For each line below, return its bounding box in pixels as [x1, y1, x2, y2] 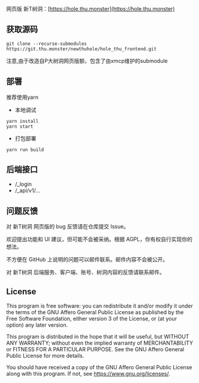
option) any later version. [6, 321, 68, 328]
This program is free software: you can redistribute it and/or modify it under [6, 302, 193, 310]
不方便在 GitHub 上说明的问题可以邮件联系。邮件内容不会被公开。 [6, 256, 168, 263]
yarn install [6, 118, 39, 124]
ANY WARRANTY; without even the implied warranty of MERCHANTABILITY [6, 339, 194, 346]
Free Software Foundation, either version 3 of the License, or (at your [6, 315, 177, 322]
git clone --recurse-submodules [6, 41, 87, 47]
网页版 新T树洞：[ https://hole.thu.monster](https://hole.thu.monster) [6, 5, 175, 12]
